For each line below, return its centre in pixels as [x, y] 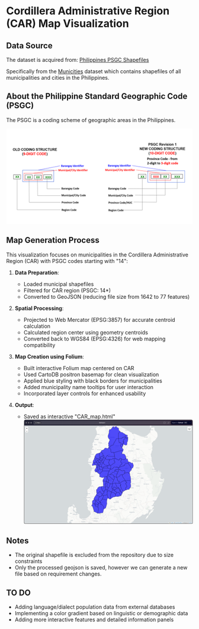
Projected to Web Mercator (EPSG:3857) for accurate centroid [99, 320]
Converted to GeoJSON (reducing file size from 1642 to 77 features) [107, 296]
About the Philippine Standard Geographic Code [97, 96]
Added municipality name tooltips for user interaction [89, 387]
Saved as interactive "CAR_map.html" [69, 416]
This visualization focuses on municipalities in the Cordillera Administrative [97, 255]
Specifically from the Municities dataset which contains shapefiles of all [94, 71]
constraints [28, 561]
